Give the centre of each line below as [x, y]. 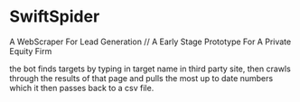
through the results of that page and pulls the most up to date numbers [141, 78]
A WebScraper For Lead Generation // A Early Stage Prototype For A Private [150, 42]
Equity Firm [31, 51]
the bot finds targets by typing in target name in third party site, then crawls [150, 69]
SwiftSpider [55, 17]
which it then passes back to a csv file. [82, 88]
